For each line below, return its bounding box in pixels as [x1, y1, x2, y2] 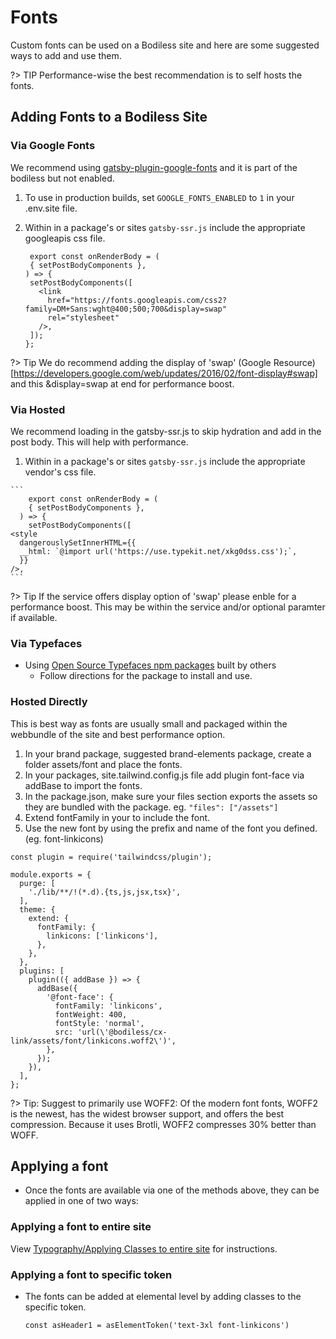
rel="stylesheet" [47, 312, 120, 323]
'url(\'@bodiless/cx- [77, 1027, 168, 1037]
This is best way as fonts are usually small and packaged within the [10, 717, 288, 730]
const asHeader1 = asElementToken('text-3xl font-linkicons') [24, 1320, 290, 1330]
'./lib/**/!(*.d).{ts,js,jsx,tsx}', [28, 887, 182, 897]
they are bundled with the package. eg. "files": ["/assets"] [24, 801, 279, 813]
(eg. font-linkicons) [24, 832, 104, 845]
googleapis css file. [24, 232, 106, 244]
